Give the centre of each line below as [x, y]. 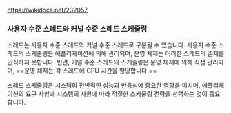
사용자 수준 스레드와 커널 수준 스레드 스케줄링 [77, 29]
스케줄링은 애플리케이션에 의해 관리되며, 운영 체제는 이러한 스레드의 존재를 [125, 53]
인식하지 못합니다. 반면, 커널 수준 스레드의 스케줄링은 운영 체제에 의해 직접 [106, 62]
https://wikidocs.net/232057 [48, 10]
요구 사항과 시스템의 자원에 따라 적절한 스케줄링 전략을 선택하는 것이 [117, 94]
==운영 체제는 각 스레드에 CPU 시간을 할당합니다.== [87, 71]
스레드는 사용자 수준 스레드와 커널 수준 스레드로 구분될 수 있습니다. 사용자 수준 [112, 45]
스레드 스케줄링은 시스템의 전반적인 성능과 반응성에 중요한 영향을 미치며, [104, 86]
